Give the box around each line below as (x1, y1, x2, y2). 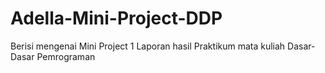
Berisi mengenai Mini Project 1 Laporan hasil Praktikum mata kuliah (10, 40, 286, 52)
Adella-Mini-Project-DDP (10, 7, 223, 30)
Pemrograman (36, 50, 96, 62)
